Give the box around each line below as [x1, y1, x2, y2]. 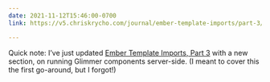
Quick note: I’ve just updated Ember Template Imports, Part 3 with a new [8, 48, 248, 57]
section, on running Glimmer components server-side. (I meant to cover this [8, 57, 260, 66]
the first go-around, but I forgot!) [8, 64, 117, 74]
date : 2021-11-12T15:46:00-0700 [8, 11, 117, 20]
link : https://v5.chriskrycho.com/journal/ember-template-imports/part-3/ [8, 19, 264, 27]
